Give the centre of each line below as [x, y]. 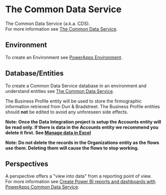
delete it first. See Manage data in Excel [48, 132]
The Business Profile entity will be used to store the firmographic [74, 101]
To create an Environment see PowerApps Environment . [64, 57]
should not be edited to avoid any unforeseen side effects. [67, 112]
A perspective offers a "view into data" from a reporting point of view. [78, 176]
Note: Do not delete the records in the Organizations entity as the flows [82, 142]
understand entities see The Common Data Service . [60, 91]
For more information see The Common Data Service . [62, 29]
